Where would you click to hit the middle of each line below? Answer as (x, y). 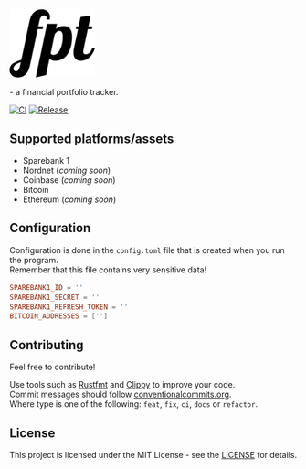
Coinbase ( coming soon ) (69, 180)
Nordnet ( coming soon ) (67, 171)
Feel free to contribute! (53, 367)
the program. (34, 260)
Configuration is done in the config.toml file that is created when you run (147, 250)
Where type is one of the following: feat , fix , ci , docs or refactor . (134, 404)
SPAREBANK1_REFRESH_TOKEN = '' (69, 307)
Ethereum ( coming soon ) (69, 199)
